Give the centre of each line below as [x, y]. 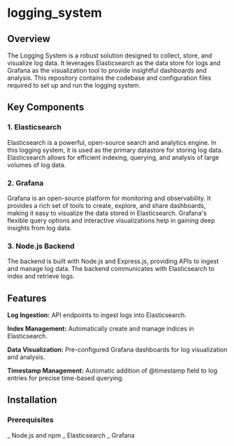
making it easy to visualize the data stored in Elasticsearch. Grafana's [107, 213]
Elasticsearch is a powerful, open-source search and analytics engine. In [112, 142]
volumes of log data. [37, 165]
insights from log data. [39, 228]
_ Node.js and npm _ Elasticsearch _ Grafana [71, 435]
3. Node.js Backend [41, 246]
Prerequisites [30, 420]
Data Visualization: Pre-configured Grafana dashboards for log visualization [117, 350]
